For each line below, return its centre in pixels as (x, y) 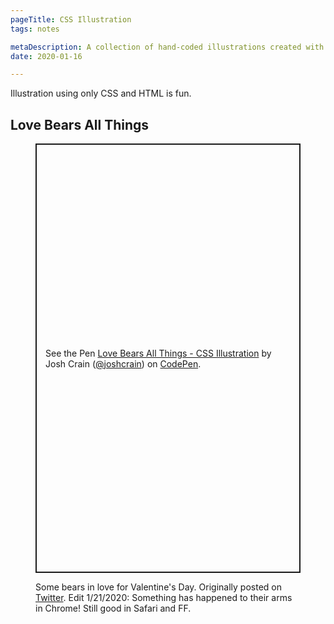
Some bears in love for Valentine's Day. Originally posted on (158, 587)
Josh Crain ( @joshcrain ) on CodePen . (123, 363)
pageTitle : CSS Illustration (71, 19)
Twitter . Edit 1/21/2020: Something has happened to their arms (164, 598)
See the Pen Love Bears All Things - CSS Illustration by (158, 353)
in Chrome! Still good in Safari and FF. (113, 608)
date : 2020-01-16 (46, 56)
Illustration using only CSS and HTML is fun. (101, 93)
